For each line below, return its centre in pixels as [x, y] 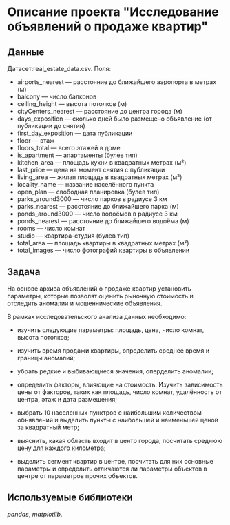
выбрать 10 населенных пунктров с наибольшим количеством [109, 412]
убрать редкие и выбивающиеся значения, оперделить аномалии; [115, 371]
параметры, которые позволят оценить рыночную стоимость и [101, 296]
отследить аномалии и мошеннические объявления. [85, 303]
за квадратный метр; [48, 427]
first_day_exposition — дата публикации [75, 133]
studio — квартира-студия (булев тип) [73, 236]
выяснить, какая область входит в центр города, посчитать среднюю [119, 440]
